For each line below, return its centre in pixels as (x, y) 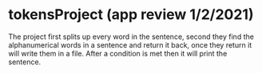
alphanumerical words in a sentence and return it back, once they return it (130, 44)
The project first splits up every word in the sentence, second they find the (131, 36)
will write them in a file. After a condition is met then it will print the (118, 53)
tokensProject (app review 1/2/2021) (131, 15)
